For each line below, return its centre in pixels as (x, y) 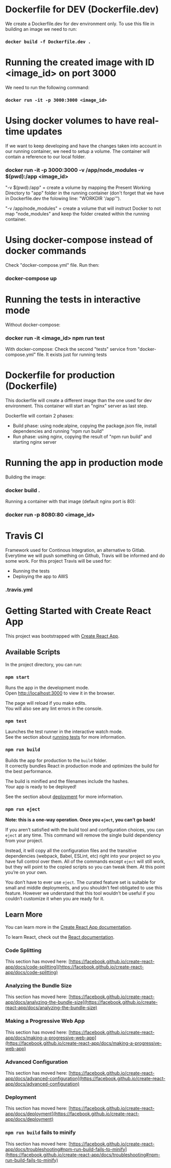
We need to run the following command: (47, 87)
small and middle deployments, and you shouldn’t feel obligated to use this (84, 887)
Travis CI (25, 536)
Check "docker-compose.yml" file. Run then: (52, 265)
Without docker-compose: (33, 325)
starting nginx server (35, 442)
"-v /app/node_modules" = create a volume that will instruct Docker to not (83, 208)
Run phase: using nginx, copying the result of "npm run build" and (82, 437)
